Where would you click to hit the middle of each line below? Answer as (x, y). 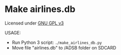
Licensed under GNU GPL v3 (34, 23)
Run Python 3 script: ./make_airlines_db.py (57, 42)
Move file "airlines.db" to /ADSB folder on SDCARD (64, 47)
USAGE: (13, 32)
